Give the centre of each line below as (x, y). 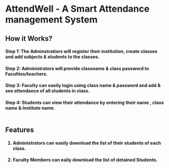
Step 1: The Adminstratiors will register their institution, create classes (81, 51)
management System (51, 20)
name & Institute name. (30, 108)
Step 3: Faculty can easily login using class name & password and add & (83, 86)
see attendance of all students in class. (48, 91)
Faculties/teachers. (26, 74)
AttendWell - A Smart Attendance (77, 9)
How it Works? (29, 38)
